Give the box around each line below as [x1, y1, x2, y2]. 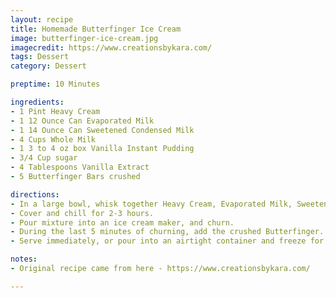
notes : [10, 254, 38, 265]
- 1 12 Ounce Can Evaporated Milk [10, 116, 155, 126]
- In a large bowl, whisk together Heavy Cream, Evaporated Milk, [10, 199, 293, 209]
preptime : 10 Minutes [10, 79, 101, 90]
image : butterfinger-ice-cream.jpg [10, 33, 159, 43]
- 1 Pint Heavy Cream [10, 106, 101, 116]
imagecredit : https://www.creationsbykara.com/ [10, 42, 213, 53]
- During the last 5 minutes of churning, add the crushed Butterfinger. [10, 227, 325, 237]
